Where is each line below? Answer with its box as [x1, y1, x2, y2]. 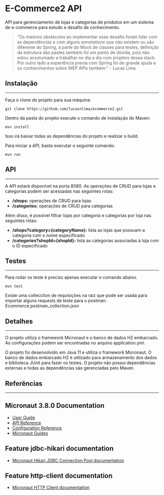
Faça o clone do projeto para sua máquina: [5, 97, 91, 103]
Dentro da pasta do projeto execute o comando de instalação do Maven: [5, 115, 150, 121]
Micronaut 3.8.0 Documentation [5, 401, 105, 410]
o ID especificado [12, 243, 48, 248]
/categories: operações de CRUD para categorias [12, 203, 113, 209]
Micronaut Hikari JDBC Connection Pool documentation [12, 457, 124, 463]
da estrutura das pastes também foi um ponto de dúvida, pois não [17, 49, 150, 55]
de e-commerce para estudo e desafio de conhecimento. [5, 24, 121, 30]
